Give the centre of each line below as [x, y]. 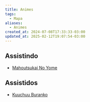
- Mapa [16, 18]
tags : [10, 14]
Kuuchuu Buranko [30, 94]
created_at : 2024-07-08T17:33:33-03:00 [45, 32]
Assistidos [21, 83]
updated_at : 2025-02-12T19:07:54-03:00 [45, 37]
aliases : [14, 23]
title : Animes [19, 9]
